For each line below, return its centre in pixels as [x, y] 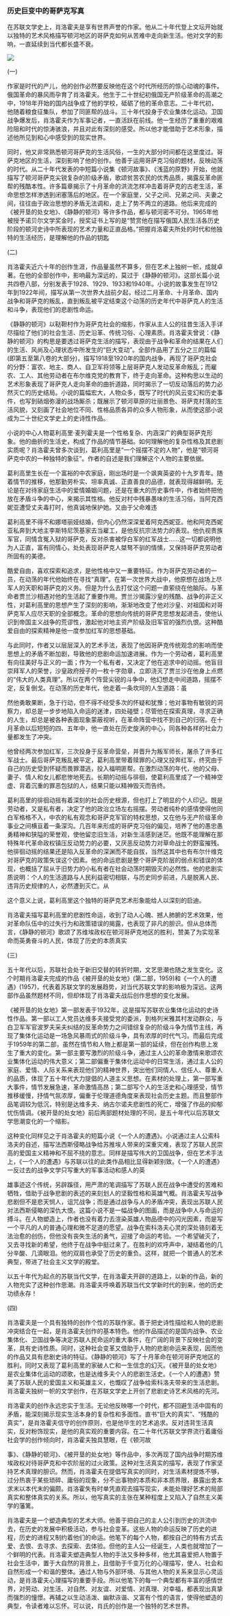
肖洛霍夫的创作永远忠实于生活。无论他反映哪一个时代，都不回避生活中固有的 [115, 1406]
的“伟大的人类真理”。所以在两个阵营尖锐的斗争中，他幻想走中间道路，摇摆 [112, 680]
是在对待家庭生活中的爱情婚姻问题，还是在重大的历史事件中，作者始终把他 [118, 490]
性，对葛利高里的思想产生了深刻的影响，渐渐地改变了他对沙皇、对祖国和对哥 [115, 605]
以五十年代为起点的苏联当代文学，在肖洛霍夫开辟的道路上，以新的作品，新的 [115, 1276]
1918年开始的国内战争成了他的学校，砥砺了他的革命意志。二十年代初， [118, 103]
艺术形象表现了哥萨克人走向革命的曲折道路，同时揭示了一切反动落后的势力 [112, 384]
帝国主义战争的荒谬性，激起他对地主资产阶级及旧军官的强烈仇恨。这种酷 [121, 622]
